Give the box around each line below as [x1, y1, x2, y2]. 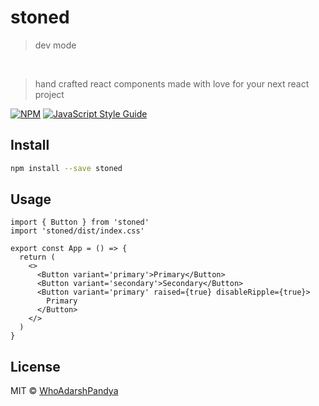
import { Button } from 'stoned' [10, 217, 150, 228]
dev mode [34, 39, 77, 51]
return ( [19, 252, 56, 263]
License [10, 358, 61, 375]
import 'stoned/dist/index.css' [10, 226, 145, 236]
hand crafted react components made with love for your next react [34, 77, 310, 90]
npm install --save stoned [10, 163, 123, 173]
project [34, 88, 65, 100]
